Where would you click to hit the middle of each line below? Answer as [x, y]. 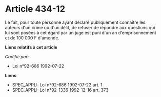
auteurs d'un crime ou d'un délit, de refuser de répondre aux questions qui [80, 27]
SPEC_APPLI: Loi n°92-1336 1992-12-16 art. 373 [60, 90]
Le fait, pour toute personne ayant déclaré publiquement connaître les [75, 22]
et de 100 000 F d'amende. [32, 38]
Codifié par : [17, 56]
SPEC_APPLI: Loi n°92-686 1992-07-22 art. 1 [57, 85]
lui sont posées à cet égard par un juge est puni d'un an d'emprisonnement [80, 32]
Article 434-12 [35, 9]
